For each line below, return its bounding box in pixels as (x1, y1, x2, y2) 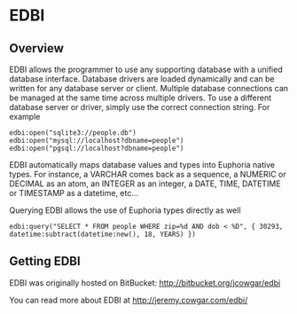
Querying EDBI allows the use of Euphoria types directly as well (9, 205, 241, 216)
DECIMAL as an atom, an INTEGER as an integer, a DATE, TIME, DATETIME (9, 178, 281, 189)
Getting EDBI (9, 254, 82, 269)
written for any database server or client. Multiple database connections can (9, 83, 289, 93)
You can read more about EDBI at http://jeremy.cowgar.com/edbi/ (9, 294, 248, 305)
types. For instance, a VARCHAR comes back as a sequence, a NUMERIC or (9, 169, 286, 179)
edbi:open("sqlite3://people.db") (9, 129, 137, 137)
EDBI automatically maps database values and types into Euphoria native (9, 160, 276, 169)
